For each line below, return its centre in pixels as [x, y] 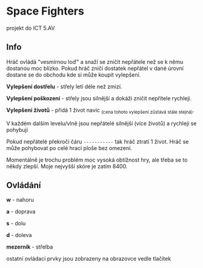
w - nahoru [20, 200]
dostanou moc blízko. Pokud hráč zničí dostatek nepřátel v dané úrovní [95, 68]
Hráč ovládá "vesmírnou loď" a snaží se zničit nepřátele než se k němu [95, 61]
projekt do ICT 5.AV [31, 28]
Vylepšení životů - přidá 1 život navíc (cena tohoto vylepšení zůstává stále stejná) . [101, 111]
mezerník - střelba [30, 247]
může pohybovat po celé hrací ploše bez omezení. [69, 148]
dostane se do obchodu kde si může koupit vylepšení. [74, 75]
